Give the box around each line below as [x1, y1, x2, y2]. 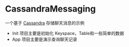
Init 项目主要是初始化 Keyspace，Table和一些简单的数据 [12, 30, 124, 36]
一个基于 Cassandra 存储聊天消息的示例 [5, 20, 85, 26]
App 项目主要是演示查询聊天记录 [12, 36, 77, 42]
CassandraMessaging [5, 3, 96, 15]
